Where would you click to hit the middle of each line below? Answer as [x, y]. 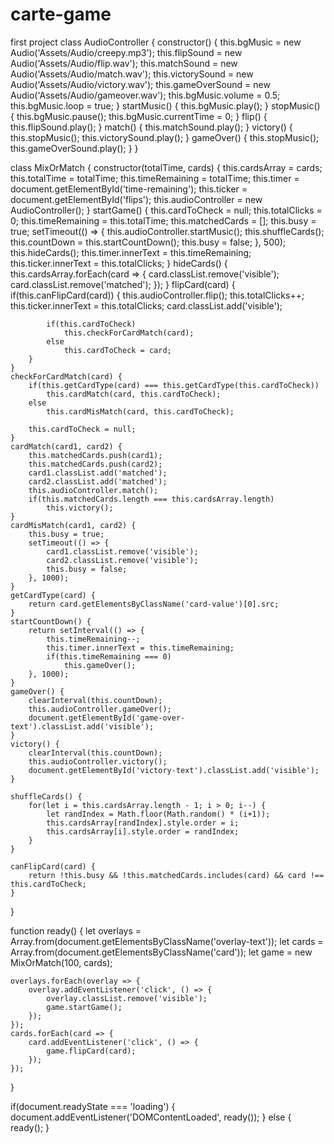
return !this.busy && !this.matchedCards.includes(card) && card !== [176, 875]
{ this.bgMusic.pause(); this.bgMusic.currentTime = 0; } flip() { [139, 116]
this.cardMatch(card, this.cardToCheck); [134, 394]
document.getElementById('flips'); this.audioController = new [136, 199]
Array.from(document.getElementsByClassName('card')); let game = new [161, 952]
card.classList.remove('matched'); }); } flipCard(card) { [123, 284]
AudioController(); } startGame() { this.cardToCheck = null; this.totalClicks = [166, 210]
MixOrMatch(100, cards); [61, 962]
